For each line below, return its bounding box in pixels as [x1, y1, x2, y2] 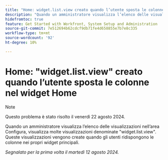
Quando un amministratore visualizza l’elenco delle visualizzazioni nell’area [5, 123, 160, 129]
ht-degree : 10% [5, 40, 37, 45]
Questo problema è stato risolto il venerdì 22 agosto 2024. [5, 113, 125, 119]
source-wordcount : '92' [5, 36, 55, 41]
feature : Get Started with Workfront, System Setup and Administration [5, 21, 157, 27]
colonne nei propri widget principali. [5, 139, 79, 145]
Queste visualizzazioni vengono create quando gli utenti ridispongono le [5, 134, 154, 140]
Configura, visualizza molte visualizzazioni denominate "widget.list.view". [5, 128, 156, 134]
